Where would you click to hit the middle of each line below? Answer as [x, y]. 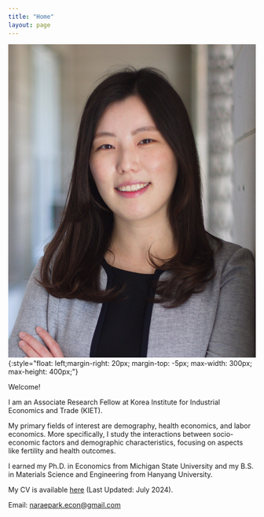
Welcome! [24, 386]
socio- [223, 434]
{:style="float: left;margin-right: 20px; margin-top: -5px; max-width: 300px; [130, 363]
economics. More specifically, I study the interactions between [110, 434]
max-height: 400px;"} [43, 371]
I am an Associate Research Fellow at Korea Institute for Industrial [114, 402]
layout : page [29, 25]
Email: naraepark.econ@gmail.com [65, 504]
